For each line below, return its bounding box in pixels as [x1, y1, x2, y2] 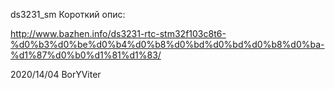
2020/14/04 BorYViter [10, 69, 102, 80]
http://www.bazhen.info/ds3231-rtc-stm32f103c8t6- [10, 28, 227, 39]
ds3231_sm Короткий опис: [10, 9, 126, 20]
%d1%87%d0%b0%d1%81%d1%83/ [10, 49, 162, 61]
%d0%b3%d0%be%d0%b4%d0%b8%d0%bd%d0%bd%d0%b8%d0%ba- [10, 39, 325, 50]
